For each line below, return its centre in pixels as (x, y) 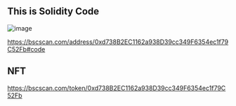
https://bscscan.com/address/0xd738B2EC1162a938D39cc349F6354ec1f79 (118, 42)
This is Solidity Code (53, 12)
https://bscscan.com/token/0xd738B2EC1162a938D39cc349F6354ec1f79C (117, 88)
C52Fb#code (26, 49)
